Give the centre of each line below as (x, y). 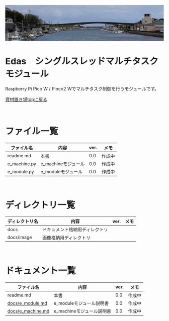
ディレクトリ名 (23, 222)
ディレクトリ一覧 (40, 205)
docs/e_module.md (27, 303)
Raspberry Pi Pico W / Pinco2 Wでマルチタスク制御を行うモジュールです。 (82, 89)
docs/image (20, 237)
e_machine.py (22, 164)
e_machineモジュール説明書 (82, 311)
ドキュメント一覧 (41, 271)
